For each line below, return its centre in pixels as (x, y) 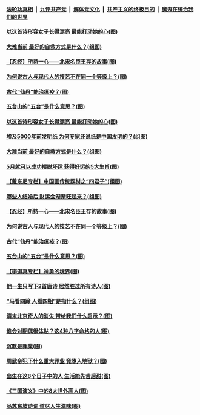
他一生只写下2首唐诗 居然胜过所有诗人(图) (58, 286)
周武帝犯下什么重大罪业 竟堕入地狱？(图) (57, 361)
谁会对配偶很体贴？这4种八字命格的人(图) (58, 331)
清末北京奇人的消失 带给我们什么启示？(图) (59, 316)
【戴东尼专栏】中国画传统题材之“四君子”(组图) (64, 181)
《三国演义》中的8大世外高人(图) (47, 391)
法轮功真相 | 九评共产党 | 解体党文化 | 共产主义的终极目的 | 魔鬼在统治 (97, 9)
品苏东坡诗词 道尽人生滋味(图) (43, 406)
